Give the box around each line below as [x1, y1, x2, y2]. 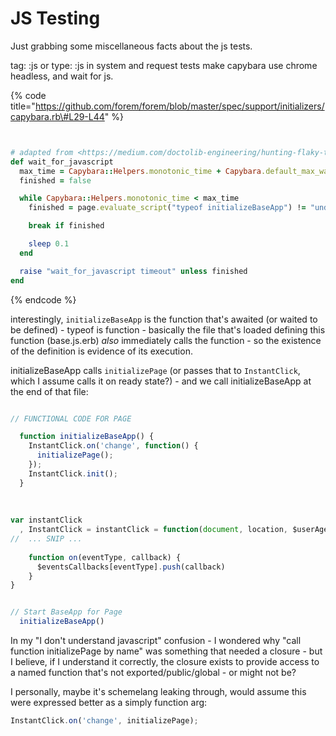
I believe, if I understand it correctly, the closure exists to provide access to [10, 656, 320, 668]
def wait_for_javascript [10, 157, 114, 167]
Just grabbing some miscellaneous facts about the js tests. [10, 40, 253, 52]
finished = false [19, 175, 92, 186]
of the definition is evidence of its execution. [10, 345, 193, 357]
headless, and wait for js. [10, 70, 114, 82]
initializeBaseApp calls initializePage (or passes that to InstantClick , [10, 364, 301, 376]
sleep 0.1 [28, 239, 70, 249]
